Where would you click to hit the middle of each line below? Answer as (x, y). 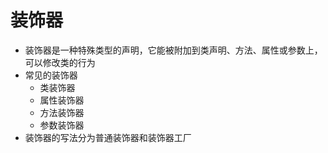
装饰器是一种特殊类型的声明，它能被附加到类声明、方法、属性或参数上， (173, 50)
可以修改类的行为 (60, 62)
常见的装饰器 (51, 75)
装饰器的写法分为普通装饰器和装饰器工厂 (108, 137)
